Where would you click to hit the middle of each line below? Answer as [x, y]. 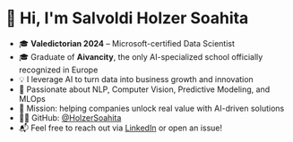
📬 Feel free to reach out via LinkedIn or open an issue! [121, 128]
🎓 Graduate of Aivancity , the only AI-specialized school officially [141, 56]
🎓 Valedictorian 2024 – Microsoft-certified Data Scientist [127, 43]
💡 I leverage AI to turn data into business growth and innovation [136, 79]
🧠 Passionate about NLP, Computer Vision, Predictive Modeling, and [144, 89]
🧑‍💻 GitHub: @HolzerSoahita [70, 117]
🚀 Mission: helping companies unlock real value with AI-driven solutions [151, 108]
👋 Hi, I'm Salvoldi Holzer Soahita [127, 18]
